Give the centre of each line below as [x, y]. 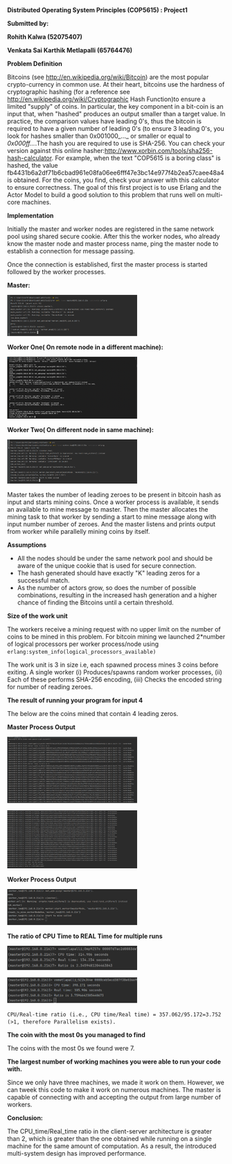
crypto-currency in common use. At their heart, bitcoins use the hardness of [116, 84]
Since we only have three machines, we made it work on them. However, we [116, 1082]
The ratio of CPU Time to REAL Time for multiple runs [85, 936]
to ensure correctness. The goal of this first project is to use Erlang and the [114, 187]
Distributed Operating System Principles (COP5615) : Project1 [98, 10]
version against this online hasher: [56, 151]
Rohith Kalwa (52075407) [45, 37]
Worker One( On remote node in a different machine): [86, 347]
